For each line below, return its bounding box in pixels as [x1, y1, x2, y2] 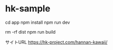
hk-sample [5, 3, 51, 14]
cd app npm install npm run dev [5, 19, 70, 25]
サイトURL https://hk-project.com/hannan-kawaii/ [5, 39, 108, 45]
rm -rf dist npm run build [5, 29, 56, 35]
